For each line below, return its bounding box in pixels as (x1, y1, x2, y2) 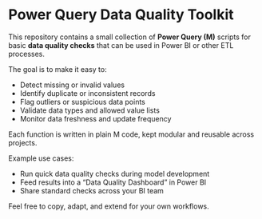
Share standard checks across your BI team (19, 185, 164, 195)
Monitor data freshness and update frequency (19, 113, 172, 123)
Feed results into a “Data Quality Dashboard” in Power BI (19, 177, 207, 187)
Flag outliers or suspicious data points (19, 97, 145, 106)
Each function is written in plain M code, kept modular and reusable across (8, 129, 254, 139)
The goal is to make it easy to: (8, 64, 107, 74)
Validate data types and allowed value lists (19, 106, 160, 115)
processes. (8, 49, 46, 58)
